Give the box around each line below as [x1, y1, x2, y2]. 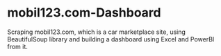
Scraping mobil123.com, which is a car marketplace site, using [7, 28, 186, 36]
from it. [7, 42, 28, 50]
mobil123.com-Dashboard [7, 5, 161, 21]
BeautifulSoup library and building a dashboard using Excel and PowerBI [7, 35, 215, 43]
